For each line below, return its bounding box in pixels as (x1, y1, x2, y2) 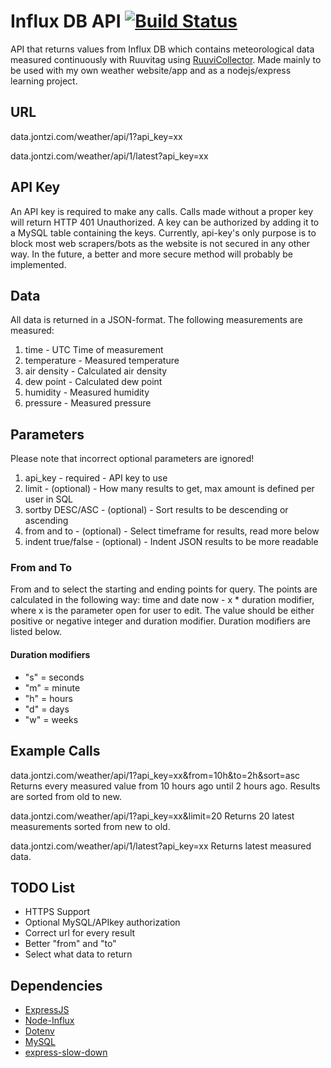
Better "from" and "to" (24, 938, 117, 950)
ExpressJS (24, 1004, 70, 1016)
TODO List (10, 879, 75, 896)
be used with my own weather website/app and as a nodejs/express (10, 64, 292, 76)
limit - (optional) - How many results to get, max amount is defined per (24, 483, 315, 495)
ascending (24, 515, 69, 527)
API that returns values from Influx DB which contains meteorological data (10, 43, 315, 55)
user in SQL (24, 493, 74, 505)
